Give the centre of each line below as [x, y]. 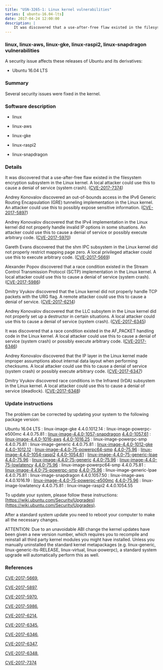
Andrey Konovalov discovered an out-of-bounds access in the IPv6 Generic [81, 197]
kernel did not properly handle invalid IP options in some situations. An [75, 227]
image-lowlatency [23, 485]
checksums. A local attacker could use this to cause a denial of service [76, 366]
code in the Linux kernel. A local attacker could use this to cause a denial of [81, 336]
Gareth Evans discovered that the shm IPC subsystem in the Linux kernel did [81, 247]
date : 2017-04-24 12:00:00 [32, 18]
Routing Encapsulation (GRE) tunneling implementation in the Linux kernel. [79, 202]
